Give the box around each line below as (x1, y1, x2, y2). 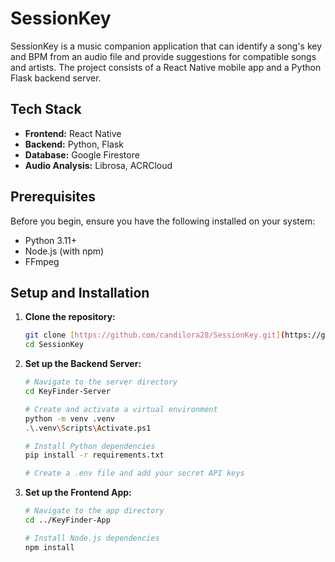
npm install (24, 542, 75, 552)
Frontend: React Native (24, 127, 122, 139)
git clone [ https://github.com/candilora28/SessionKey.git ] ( (24, 330, 286, 341)
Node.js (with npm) (24, 245, 105, 257)
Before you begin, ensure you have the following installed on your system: (10, 215, 316, 227)
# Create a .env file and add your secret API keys (24, 468, 245, 479)
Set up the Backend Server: (24, 358, 142, 370)
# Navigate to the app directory (24, 506, 165, 516)
